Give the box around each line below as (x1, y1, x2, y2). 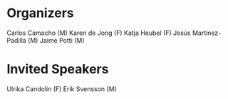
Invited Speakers (6, 61, 109, 78)
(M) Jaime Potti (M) (27, 36, 85, 44)
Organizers (6, 5, 74, 21)
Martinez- (192, 28, 222, 37)
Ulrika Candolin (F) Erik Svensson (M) (6, 84, 117, 93)
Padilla (6, 36, 26, 44)
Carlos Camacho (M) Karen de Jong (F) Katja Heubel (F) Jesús (6, 28, 191, 37)
